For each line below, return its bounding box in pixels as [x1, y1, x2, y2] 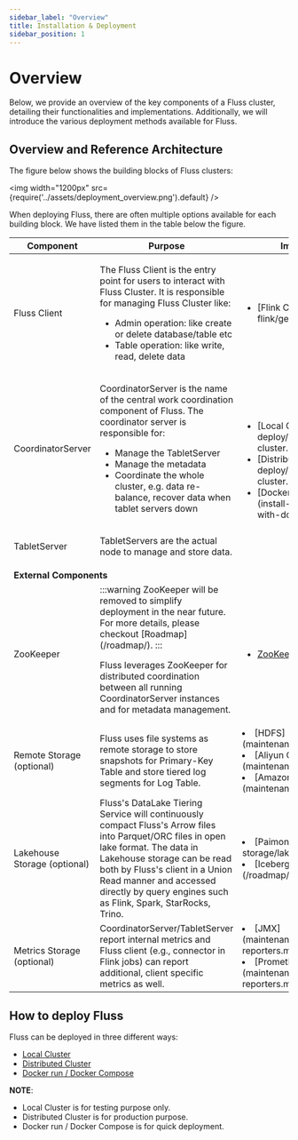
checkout [99, 628, 139, 641]
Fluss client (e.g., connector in [99, 945, 226, 957]
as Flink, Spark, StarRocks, [99, 897, 211, 909]
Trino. [99, 908, 124, 921]
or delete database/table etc [114, 328, 233, 340]
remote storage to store [99, 744, 198, 756]
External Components [13, 570, 108, 582]
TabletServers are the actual [99, 535, 217, 547]
